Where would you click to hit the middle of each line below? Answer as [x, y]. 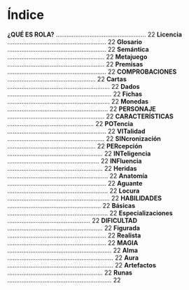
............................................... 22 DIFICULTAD [72, 220]
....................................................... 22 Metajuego [77, 57]
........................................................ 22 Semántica [78, 49]
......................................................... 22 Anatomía [78, 176]
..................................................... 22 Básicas [71, 205]
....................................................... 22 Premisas [75, 64]
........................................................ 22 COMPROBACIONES [92, 71]
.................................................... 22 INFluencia [75, 160]
